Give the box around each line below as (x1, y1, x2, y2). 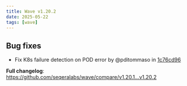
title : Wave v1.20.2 (6, 8, 57, 15)
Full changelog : (6, 67, 45, 74)
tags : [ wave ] (6, 19, 38, 25)
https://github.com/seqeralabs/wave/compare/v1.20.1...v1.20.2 (6, 74, 157, 81)
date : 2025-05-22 (6, 14, 49, 20)
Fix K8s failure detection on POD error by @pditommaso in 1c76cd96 (14, 56, 181, 63)
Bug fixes (6, 41, 42, 51)
